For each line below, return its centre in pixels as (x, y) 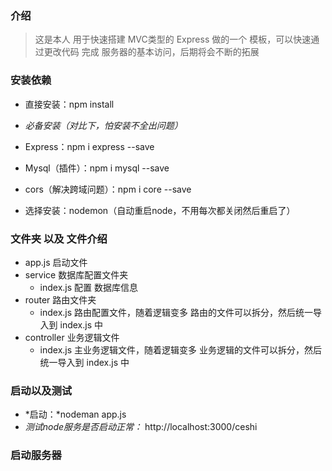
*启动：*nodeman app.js (75, 414)
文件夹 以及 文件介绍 (59, 239)
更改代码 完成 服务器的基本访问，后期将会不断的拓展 (151, 52)
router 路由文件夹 (60, 299)
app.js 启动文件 (56, 262)
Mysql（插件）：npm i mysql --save (97, 168)
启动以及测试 (41, 390)
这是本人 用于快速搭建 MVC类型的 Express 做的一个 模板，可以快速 (173, 39)
